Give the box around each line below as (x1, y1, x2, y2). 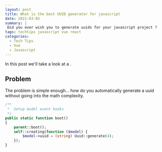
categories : (5, 34, 29, 39)
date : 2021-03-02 (5, 16, 40, 21)
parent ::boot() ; (14, 124, 47, 130)
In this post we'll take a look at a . (5, 61, 72, 67)
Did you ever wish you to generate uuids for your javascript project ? (7, 25, 158, 30)
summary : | (5, 20, 27, 26)
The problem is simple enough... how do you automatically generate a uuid (5, 88, 154, 93)
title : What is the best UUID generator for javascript (5, 12, 120, 16)
